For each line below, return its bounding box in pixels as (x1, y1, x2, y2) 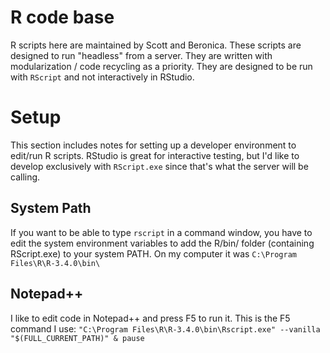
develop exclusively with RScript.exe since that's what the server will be (10, 160, 309, 172)
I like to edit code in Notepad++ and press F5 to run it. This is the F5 (10, 312, 291, 324)
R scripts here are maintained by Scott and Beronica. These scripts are (10, 39, 302, 51)
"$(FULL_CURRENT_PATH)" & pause (10, 333, 145, 343)
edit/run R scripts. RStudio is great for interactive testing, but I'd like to (10, 149, 300, 161)
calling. (10, 171, 41, 183)
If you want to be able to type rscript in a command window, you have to (10, 226, 313, 238)
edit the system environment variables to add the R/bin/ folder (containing (10, 237, 315, 249)
